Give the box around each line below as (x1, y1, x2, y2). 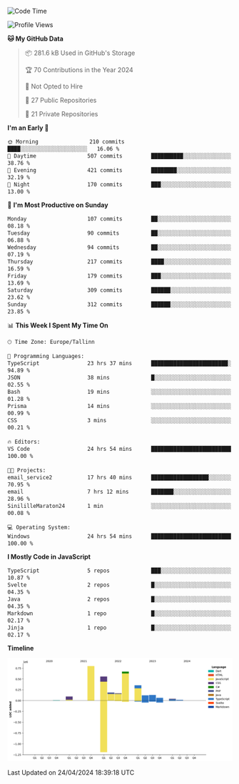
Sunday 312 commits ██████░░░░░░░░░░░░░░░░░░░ (7, 301, 232, 308)
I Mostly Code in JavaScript (7, 553, 91, 561)
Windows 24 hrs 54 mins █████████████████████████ (7, 533, 232, 540)
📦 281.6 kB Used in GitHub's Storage (24, 49, 136, 57)
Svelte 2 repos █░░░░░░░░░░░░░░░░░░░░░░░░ (7, 581, 232, 589)
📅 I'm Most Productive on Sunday (7, 200, 108, 209)
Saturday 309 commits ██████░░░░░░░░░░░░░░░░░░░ (7, 287, 232, 294)
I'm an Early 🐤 (7, 123, 49, 132)
